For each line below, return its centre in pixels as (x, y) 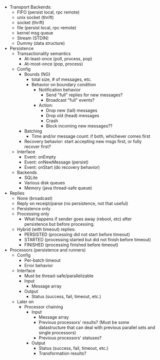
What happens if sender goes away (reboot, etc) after (78, 219)
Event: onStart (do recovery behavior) (62, 167)
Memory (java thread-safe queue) (58, 188)
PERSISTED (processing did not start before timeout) (77, 234)
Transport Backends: (31, 7)
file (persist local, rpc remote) (47, 28)
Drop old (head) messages (73, 116)
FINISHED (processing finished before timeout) (71, 245)
